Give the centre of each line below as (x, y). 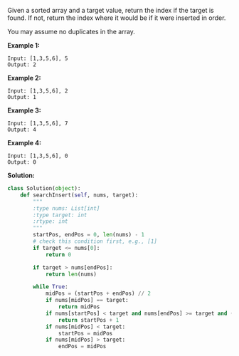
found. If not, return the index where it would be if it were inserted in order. (117, 18)
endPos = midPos (82, 347)
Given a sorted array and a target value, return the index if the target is (111, 10)
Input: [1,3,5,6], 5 (38, 58)
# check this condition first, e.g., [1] (95, 241)
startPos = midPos (85, 333)
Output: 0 (22, 162)
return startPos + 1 (89, 320)
